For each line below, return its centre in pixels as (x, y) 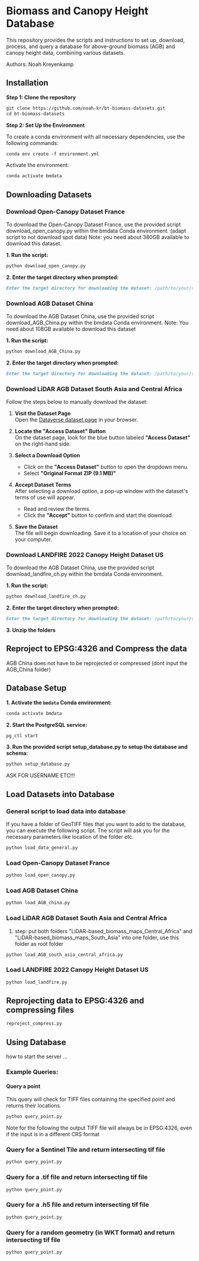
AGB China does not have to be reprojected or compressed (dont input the (97, 663)
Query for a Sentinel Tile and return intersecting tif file (86, 1149)
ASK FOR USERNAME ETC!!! (41, 776)
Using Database (36, 1042)
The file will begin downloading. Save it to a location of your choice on (100, 533)
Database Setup (36, 688)
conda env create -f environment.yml (53, 154)
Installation (27, 83)
